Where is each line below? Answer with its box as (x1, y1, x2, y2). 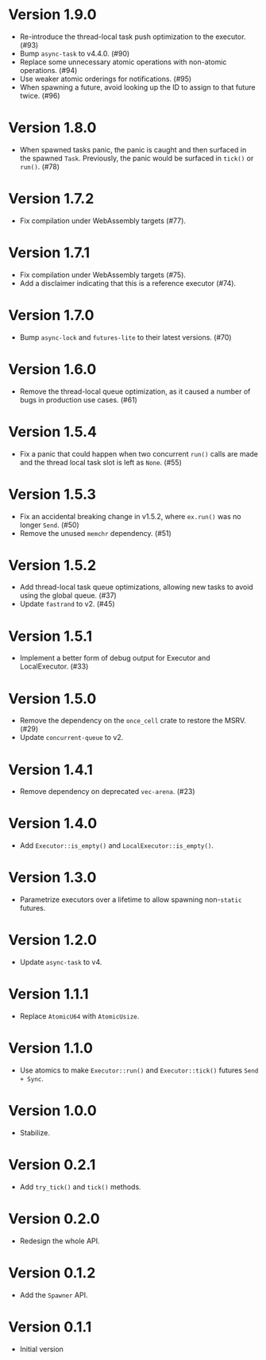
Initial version (19, 1344, 64, 1354)
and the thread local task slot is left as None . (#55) (19, 457, 183, 467)
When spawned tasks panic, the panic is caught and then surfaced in (19, 144, 247, 154)
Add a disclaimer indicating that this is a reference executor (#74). (19, 278, 237, 287)
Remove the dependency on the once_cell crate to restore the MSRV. (19, 716, 246, 726)
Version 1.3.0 (8, 869, 97, 887)
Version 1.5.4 (8, 422, 98, 441)
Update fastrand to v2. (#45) (19, 599, 115, 609)
